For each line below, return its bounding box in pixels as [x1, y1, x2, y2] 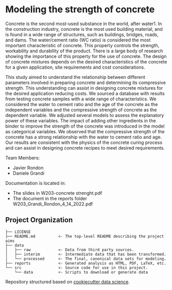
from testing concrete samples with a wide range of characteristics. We [5, 96, 157, 102]
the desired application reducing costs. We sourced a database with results [5, 90, 165, 96]
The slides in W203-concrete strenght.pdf [12, 190, 102, 196]
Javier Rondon [12, 164, 44, 171]
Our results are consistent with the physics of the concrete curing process [5, 139, 163, 146]
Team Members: [5, 155, 40, 161]
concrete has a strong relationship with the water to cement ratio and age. [5, 134, 162, 140]
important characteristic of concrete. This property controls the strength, [5, 42, 160, 48]
